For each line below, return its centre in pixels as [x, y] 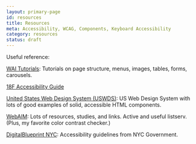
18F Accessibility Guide [35, 87]
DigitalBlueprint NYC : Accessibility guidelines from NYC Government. [92, 134]
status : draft [24, 40]
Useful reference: [28, 57]
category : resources [32, 34]
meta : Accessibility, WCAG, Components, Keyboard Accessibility [89, 29]
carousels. [19, 75]
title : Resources [28, 23]
